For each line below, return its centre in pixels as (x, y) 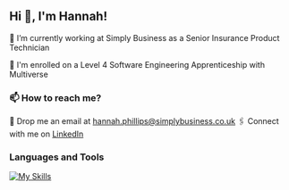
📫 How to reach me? (55, 97)
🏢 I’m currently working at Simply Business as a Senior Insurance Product (144, 37)
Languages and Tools (57, 157)
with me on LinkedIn (47, 134)
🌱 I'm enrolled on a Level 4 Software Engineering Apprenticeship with (137, 64)
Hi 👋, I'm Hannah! (59, 17)
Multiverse (29, 74)
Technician (30, 47)
